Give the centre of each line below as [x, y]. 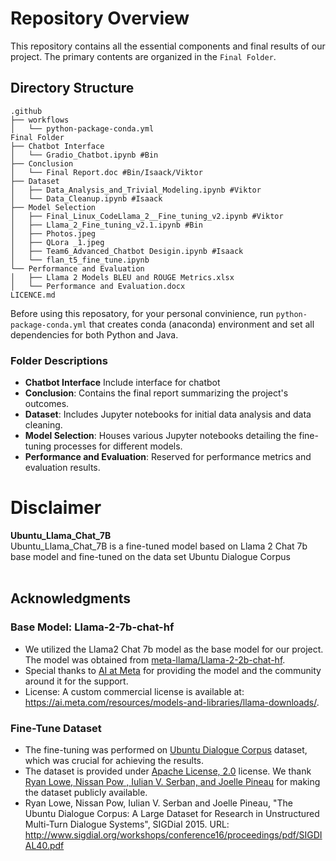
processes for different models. [118, 446]
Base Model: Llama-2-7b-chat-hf [92, 627]
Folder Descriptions [59, 360]
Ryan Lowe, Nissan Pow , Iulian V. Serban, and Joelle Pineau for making [172, 781]
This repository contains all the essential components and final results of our [168, 46]
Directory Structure [72, 88]
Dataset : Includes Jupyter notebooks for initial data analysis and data [168, 414]
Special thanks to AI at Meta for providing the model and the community [173, 670]
